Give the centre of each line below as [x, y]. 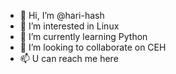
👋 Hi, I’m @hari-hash [62, 15]
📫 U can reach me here [69, 58]
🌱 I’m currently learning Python [83, 36]
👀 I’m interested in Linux [69, 26]
